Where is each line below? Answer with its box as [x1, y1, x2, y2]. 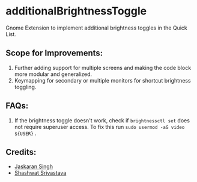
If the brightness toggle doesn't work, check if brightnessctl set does [14, 116, 190, 124]
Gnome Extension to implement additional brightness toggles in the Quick [5, 24, 187, 31]
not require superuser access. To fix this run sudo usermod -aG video [14, 123, 185, 130]
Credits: [5, 146, 37, 157]
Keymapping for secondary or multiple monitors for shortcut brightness [14, 77, 191, 84]
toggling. [14, 83, 37, 90]
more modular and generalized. [14, 71, 92, 78]
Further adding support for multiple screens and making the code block [14, 64, 192, 71]
